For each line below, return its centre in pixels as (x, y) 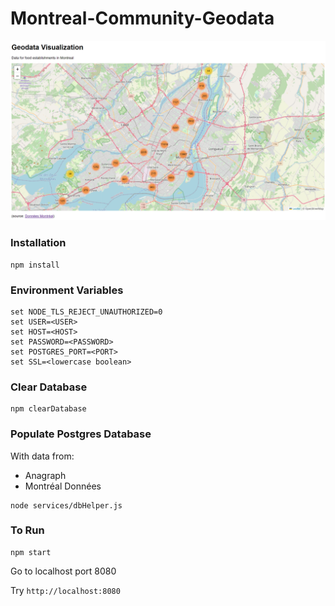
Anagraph (45, 475)
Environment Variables (67, 290)
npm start (31, 552)
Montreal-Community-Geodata (142, 18)
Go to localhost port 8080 (63, 571)
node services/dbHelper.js (66, 505)
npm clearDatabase (48, 409)
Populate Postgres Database (81, 434)
